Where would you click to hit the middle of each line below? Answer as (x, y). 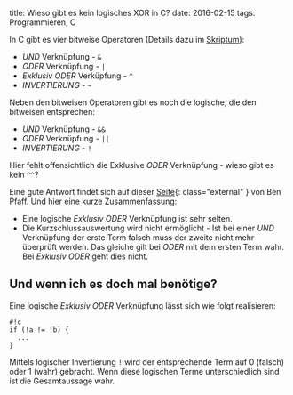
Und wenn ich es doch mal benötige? (113, 284)
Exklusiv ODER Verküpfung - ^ (77, 76)
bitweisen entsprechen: (52, 112)
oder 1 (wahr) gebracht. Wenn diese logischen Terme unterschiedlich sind (144, 371)
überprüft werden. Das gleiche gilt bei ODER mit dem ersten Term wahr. (153, 247)
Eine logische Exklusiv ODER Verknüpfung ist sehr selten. (127, 218)
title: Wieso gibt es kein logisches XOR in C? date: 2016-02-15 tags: (132, 13)
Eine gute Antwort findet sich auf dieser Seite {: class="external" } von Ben (145, 192)
